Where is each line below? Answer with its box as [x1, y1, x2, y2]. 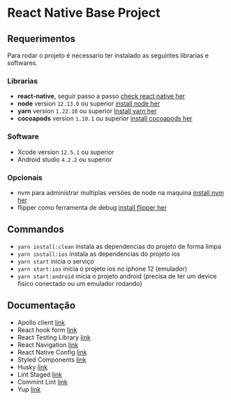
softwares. [7, 59, 38, 67]
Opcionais [7, 173, 43, 183]
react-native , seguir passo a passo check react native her [17, 92, 186, 101]
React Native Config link [17, 348, 87, 356]
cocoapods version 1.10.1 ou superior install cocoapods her [17, 114, 193, 123]
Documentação [7, 299, 75, 312]
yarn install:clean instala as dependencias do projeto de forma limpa [17, 242, 222, 250]
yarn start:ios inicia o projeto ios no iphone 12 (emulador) [17, 264, 188, 273]
